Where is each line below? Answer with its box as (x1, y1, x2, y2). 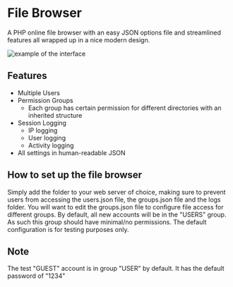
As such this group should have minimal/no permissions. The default (7, 217, 207, 226)
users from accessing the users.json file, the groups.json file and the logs (7, 195, 221, 204)
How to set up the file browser (7, 169, 143, 181)
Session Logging (17, 118, 67, 127)
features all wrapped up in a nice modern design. (7, 35, 150, 44)
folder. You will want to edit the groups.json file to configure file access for (7, 202, 224, 211)
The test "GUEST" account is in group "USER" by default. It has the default (7, 264, 225, 273)
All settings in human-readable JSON (17, 148, 126, 157)
